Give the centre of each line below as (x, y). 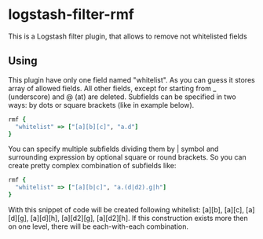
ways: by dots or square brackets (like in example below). (101, 105)
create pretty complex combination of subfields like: (92, 166)
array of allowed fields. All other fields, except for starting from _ (112, 88)
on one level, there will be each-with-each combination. (98, 226)
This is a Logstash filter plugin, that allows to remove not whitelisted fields (128, 36)
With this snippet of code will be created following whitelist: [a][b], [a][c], (126, 210)
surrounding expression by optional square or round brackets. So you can (127, 157)
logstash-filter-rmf (71, 15)
